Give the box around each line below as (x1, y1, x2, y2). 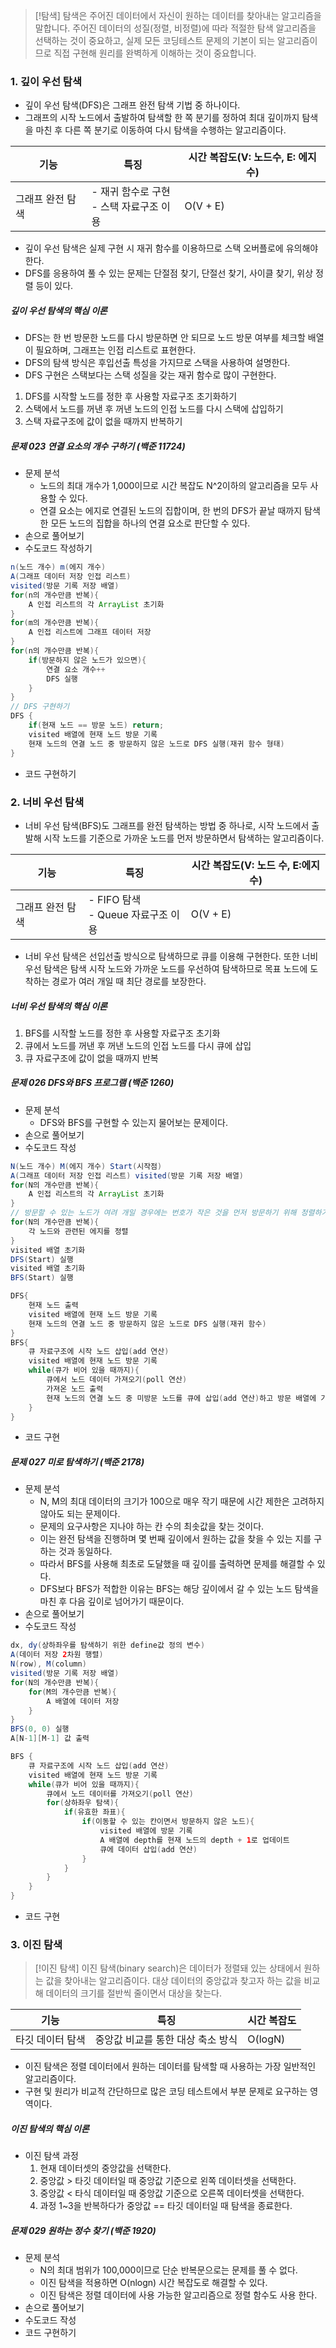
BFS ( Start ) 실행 (10, 1273, 74, 1283)
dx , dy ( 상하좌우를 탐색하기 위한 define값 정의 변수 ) (10, 1640, 206, 1651)
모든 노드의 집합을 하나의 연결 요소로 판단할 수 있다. (50, 517, 251, 529)
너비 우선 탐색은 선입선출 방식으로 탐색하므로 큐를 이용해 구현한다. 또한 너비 (24, 950, 319, 962)
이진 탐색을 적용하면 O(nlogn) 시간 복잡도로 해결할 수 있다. (39, 2277, 268, 2289)
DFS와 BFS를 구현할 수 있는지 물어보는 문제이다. (39, 1116, 228, 1128)
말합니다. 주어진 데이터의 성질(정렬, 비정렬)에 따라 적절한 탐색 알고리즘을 (34, 22, 317, 34)
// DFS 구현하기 (10, 702, 70, 712)
